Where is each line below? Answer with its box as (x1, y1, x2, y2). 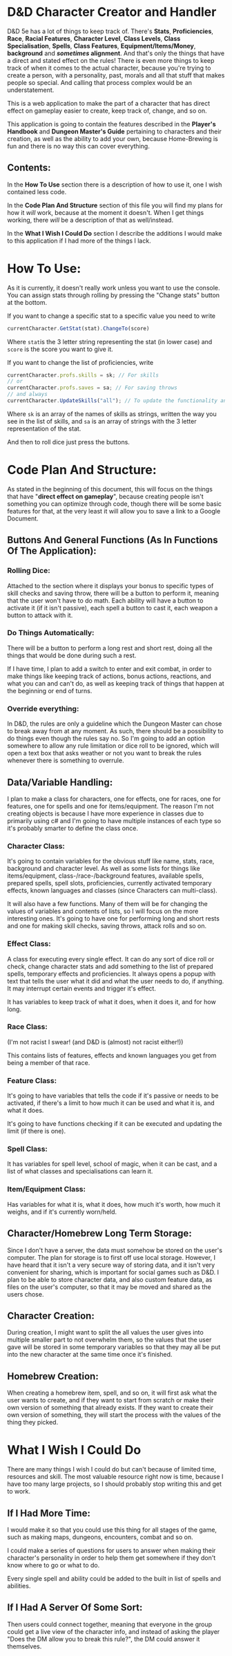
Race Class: (7, 1022, 48, 1032)
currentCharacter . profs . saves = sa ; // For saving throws (7, 384, 177, 391)
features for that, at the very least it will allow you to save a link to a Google (7, 507, 221, 515)
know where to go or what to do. (7, 1561, 100, 1569)
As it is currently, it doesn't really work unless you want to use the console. (7, 283, 220, 292)
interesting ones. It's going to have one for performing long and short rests (7, 914, 220, 923)
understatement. (7, 86, 55, 94)
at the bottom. (7, 298, 48, 306)
